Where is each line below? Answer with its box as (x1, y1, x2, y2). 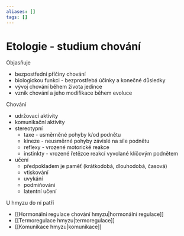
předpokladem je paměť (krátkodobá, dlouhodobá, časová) (23, 163, 167, 170)
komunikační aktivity (14, 119, 65, 126)
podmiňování (23, 182, 56, 189)
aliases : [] (6, 8, 35, 15)
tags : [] (6, 14, 28, 20)
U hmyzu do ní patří (6, 199, 54, 206)
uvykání (23, 175, 43, 182)
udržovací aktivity (14, 112, 59, 119)
